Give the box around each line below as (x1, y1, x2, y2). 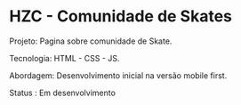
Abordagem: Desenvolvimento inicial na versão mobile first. (9, 69, 228, 81)
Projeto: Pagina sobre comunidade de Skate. (9, 36, 173, 46)
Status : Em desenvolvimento (9, 87, 116, 98)
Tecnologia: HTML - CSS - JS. (9, 52, 120, 63)
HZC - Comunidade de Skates (9, 6, 233, 27)
